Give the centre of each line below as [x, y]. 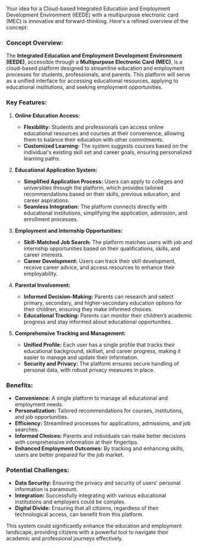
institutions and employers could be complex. [70, 502]
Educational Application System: [56, 170]
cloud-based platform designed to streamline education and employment [95, 68]
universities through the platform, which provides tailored [93, 188]
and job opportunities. [42, 416]
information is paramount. [46, 489]
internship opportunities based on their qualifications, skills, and [102, 248]
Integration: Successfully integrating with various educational [90, 496]
